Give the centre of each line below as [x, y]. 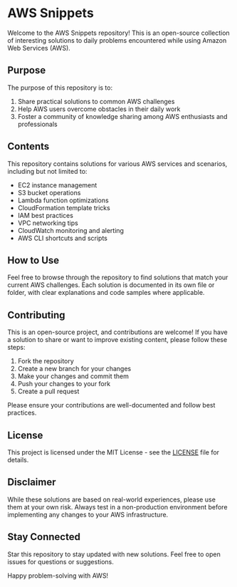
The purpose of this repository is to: [60, 88]
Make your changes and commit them [73, 376]
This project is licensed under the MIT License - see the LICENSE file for [113, 452]
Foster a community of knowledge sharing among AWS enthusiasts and [122, 116]
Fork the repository [46, 361]
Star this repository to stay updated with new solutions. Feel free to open [114, 554]
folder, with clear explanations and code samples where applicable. [106, 293]
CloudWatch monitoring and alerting [71, 230]
